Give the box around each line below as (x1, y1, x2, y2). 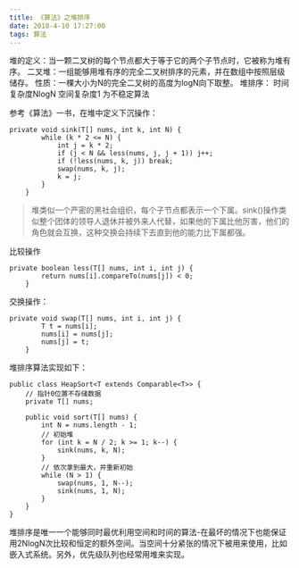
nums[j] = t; (41, 338, 90, 347)
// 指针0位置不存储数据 (25, 389, 102, 398)
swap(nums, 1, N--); (56, 479, 134, 488)
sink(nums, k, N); (56, 446, 126, 455)
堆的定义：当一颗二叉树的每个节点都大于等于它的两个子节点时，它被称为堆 (9, 55, 283, 66)
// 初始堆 (41, 430, 74, 439)
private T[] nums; (25, 397, 94, 406)
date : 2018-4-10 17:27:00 (9, 21, 105, 30)
